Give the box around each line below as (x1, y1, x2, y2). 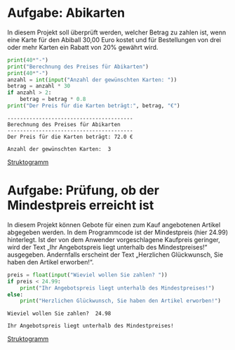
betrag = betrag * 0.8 (20, 96, 86, 103)
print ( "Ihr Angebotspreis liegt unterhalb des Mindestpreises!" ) (20, 284, 215, 292)
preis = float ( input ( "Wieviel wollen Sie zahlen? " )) (7, 271, 168, 278)
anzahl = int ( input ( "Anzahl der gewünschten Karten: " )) (7, 76, 177, 83)
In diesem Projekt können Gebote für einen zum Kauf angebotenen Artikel (7, 220, 221, 229)
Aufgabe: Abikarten (7, 5, 125, 21)
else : (7, 291, 23, 298)
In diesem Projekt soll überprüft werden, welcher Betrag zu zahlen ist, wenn (7, 28, 227, 36)
